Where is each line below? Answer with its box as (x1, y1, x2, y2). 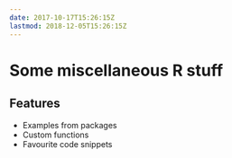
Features (9, 96, 60, 111)
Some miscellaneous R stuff (9, 60, 224, 81)
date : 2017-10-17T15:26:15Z (9, 13, 116, 22)
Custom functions (22, 129, 89, 140)
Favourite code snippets (22, 138, 113, 149)
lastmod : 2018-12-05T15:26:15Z (9, 22, 127, 31)
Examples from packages (22, 119, 117, 130)
